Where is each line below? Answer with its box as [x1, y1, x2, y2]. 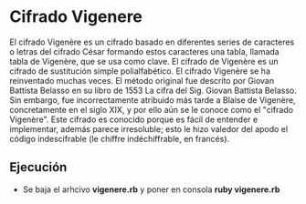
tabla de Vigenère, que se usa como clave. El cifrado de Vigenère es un [9, 56, 279, 66]
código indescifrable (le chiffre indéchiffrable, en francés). [9, 133, 230, 144]
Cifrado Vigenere [9, 6, 143, 27]
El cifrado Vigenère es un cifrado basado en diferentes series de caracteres [9, 36, 295, 47]
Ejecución [9, 159, 68, 175]
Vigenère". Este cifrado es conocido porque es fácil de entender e [9, 114, 259, 125]
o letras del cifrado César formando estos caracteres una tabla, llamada [9, 46, 280, 56]
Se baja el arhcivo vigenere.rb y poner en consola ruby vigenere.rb [22, 184, 280, 195]
